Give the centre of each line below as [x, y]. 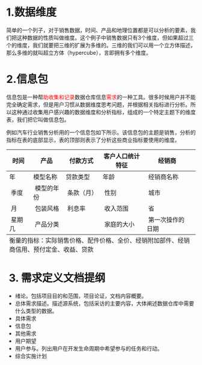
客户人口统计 [122, 156]
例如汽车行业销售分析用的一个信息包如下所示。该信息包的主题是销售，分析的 [101, 132]
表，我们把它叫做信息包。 [38, 119]
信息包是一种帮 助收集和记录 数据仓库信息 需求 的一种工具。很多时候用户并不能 [101, 97]
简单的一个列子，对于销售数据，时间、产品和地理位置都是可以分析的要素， [98, 30]
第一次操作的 [166, 219]
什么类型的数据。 [36, 311]
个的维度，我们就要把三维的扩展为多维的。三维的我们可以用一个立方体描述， [101, 45]
